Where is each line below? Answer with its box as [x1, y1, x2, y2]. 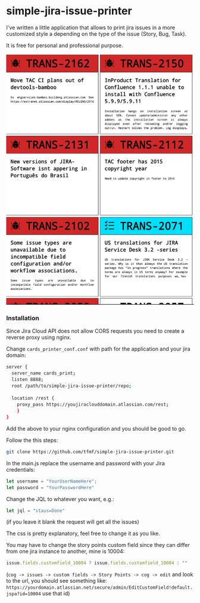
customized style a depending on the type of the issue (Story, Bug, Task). [6, 30, 187, 37]
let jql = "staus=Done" [6, 508, 65, 514]
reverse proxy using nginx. [6, 334, 71, 341]
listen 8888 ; [11, 376, 44, 382]
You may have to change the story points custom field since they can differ [6, 542, 190, 549]
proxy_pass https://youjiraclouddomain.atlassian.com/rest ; [17, 401, 169, 408]
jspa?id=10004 [6, 591, 42, 597]
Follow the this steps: [6, 437, 58, 444]
